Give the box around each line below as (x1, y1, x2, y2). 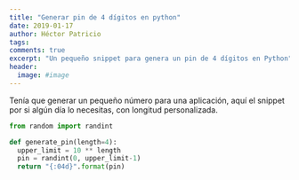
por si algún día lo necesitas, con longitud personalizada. (9, 104, 218, 115)
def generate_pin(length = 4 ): (9, 137, 117, 146)
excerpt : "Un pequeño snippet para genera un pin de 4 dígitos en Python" (9, 54, 293, 63)
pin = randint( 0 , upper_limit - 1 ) (17, 154, 141, 163)
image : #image (17, 71, 69, 80)
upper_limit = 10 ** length (17, 145, 122, 155)
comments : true (9, 46, 66, 55)
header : (9, 63, 38, 72)
